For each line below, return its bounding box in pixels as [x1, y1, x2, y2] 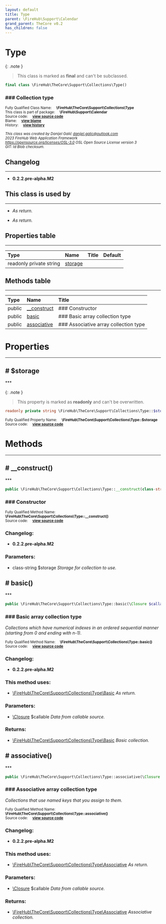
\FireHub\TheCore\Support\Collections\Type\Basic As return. [12, 690, 136, 696]
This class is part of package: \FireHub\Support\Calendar [5, 110, 108, 115]
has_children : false [5, 26, 48, 31]
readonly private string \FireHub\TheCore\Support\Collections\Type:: [5, 409, 154, 414]
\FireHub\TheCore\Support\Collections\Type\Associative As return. [12, 862, 148, 868]
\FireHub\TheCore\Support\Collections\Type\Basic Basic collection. [12, 737, 150, 743]
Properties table [5, 232, 56, 240]
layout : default [5, 7, 39, 12]
